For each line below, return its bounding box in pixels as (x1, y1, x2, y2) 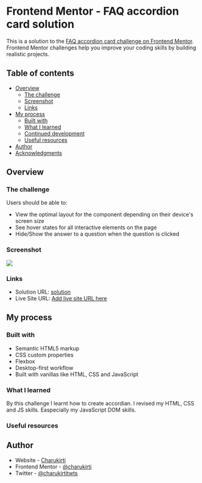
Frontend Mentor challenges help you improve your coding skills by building (6, 44, 197, 51)
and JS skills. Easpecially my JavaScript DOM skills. (6, 406, 136, 413)
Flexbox (15, 357, 35, 365)
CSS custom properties (15, 351, 74, 358)
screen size (15, 217, 44, 225)
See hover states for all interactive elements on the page (15, 224, 157, 231)
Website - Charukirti (15, 456, 66, 463)
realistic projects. (6, 50, 50, 57)
